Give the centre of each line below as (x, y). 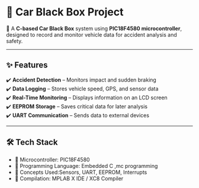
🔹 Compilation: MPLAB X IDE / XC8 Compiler (69, 178)
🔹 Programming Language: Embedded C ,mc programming (86, 166)
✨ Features (27, 65)
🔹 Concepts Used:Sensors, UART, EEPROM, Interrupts (81, 172)
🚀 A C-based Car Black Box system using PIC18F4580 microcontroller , (94, 28)
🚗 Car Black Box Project (65, 12)
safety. (15, 41)
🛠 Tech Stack (32, 142)
